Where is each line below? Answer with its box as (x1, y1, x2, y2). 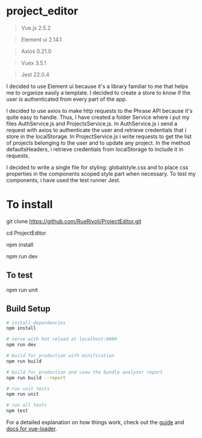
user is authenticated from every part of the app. (6, 95, 128, 103)
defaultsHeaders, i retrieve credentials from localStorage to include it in (6, 145, 184, 153)
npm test (6, 408, 28, 414)
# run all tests (6, 402, 47, 408)
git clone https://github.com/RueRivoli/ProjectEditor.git (6, 217, 142, 224)
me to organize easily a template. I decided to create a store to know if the (6, 89, 191, 96)
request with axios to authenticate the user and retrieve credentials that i (6, 126, 187, 133)
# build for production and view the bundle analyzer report (6, 369, 163, 375)
